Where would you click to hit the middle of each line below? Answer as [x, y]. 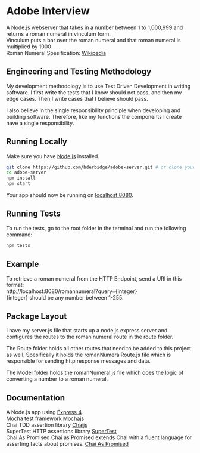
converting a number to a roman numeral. [57, 379]
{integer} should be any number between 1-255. [65, 297]
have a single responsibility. [40, 123]
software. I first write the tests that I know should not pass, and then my [94, 92]
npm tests [18, 245]
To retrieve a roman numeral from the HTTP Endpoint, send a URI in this [94, 278]
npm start [18, 184]
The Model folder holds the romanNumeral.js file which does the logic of [95, 373]
